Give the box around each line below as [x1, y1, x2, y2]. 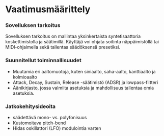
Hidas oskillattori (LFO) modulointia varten [12, 125, 101, 131]
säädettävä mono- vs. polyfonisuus [12, 115, 87, 121]
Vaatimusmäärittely [5, 4, 91, 15]
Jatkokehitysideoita [5, 103, 56, 110]
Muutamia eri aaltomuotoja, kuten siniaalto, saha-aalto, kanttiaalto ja [12, 68, 156, 74]
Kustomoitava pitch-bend [12, 120, 66, 126]
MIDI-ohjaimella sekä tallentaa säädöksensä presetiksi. [5, 44, 121, 50]
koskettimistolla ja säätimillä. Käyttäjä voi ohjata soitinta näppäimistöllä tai [5, 39, 159, 45]
